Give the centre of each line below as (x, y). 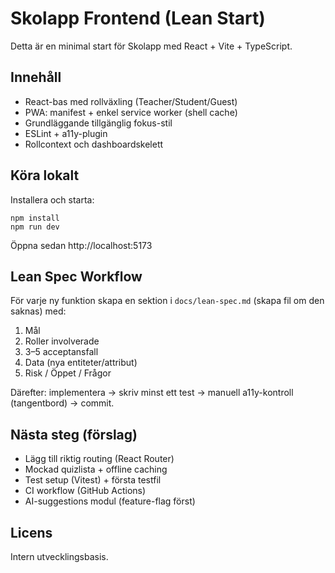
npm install (35, 218)
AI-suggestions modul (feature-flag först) (110, 501)
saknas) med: (38, 311)
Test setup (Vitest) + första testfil (93, 480)
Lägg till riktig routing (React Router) (99, 459)
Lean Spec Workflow (76, 276)
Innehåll (36, 77)
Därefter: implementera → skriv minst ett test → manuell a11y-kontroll (152, 393)
